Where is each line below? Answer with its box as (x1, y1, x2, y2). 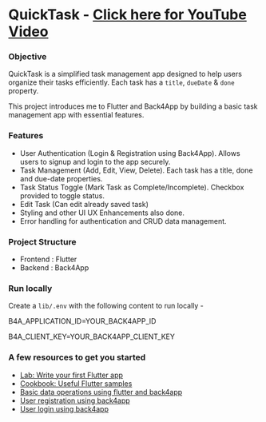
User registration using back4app (19, 396, 130, 405)
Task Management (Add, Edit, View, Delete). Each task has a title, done (19, 165, 253, 175)
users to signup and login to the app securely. (19, 157, 171, 166)
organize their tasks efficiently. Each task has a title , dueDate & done (8, 78, 235, 87)
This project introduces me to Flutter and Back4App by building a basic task (8, 102, 258, 111)
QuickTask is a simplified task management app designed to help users (8, 70, 242, 79)
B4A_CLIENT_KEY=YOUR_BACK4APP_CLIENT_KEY (8, 332, 176, 341)
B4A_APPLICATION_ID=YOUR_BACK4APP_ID (8, 316, 157, 326)
